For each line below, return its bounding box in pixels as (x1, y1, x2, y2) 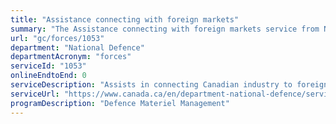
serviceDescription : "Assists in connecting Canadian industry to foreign (10, 80, 329, 90)
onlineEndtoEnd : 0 (10, 71, 87, 81)
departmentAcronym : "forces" (10, 52, 132, 62)
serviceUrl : (10, 89, 60, 99)
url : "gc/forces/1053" (10, 33, 105, 43)
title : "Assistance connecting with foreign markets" (10, 14, 240, 25)
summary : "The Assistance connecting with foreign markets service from (10, 24, 320, 34)
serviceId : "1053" (10, 61, 87, 71)
